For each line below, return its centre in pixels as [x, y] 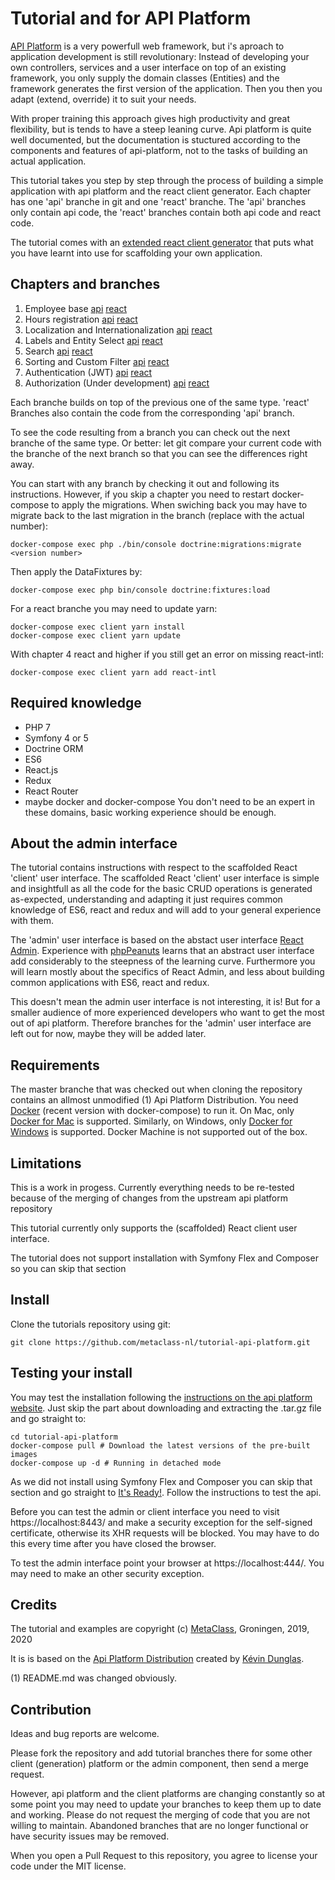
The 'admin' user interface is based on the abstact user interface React [157, 940]
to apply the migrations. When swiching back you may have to [179, 504]
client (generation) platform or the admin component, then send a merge [159, 1764]
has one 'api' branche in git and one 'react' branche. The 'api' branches [158, 201]
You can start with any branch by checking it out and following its [145, 483]
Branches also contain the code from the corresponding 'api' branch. [152, 413]
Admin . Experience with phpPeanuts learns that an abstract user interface [162, 951]
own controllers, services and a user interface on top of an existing [148, 67]
